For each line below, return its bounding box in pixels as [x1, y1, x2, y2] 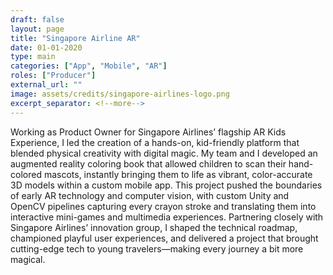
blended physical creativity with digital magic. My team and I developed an [10, 147, 318, 159]
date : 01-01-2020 [10, 42, 83, 53]
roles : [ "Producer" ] [10, 71, 97, 81]
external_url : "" [10, 80, 83, 90]
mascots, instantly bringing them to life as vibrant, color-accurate [43, 168, 313, 180]
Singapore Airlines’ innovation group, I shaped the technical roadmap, [10, 221, 298, 233]
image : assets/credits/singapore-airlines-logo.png [10, 89, 230, 99]
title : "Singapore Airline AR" [10, 33, 141, 43]
